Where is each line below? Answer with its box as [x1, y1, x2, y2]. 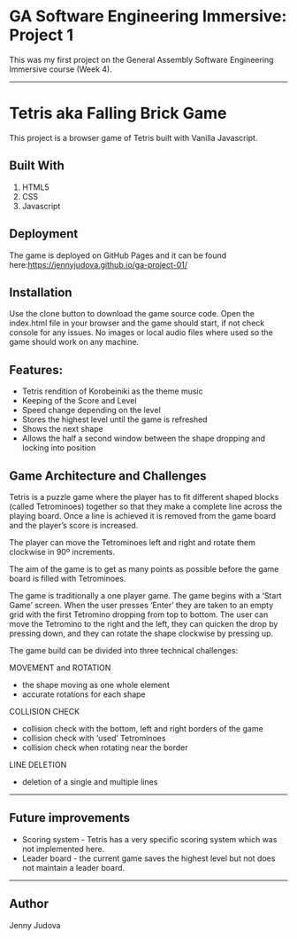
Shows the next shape [21, 424, 103, 434]
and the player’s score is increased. [9, 520, 139, 530]
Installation [9, 285, 72, 300]
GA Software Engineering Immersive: [9, 6, 287, 27]
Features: [9, 362, 64, 378]
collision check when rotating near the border [21, 742, 188, 753]
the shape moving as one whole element [21, 679, 170, 690]
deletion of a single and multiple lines [21, 776, 158, 786]
